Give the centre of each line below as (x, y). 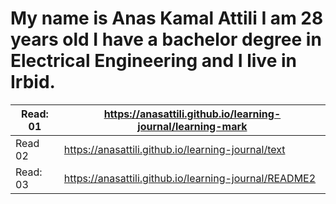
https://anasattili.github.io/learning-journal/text (174, 149)
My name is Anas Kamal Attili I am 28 (167, 18)
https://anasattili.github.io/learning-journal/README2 (190, 178)
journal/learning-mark (192, 126)
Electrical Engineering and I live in (153, 61)
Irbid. (33, 82)
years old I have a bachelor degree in (166, 39)
